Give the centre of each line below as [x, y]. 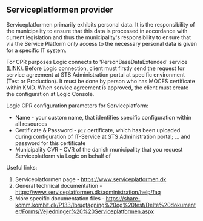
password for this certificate [50, 143]
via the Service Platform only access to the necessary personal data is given [102, 43]
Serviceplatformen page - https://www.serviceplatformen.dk [91, 179]
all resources [31, 124]
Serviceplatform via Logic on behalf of [63, 156]
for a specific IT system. [36, 50]
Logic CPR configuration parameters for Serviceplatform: [77, 106]
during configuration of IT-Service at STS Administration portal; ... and [103, 136]
